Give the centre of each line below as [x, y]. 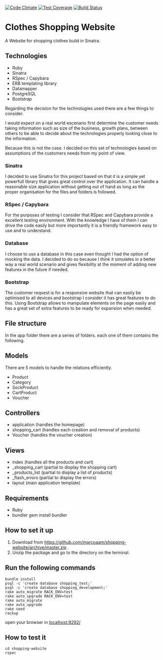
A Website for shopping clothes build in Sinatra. [53, 40]
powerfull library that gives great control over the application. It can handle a [82, 182]
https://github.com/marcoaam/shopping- [85, 542]
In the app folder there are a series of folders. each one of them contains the [82, 335]
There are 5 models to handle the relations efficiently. [59, 368]
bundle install [20, 579]
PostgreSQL [24, 94]
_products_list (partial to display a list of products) [62, 472]
